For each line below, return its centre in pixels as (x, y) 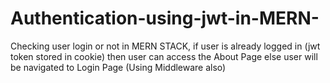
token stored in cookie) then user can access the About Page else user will (164, 56)
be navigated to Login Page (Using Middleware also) (118, 67)
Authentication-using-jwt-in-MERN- (165, 18)
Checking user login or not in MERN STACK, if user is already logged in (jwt (165, 46)
